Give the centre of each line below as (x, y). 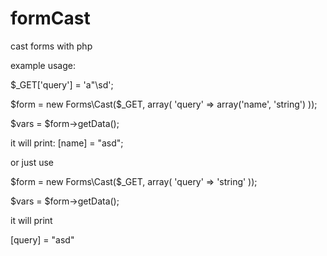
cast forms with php (51, 46)
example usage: (43, 65)
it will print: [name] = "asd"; (67, 143)
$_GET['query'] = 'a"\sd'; (62, 84)
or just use (32, 162)
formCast (50, 18)
